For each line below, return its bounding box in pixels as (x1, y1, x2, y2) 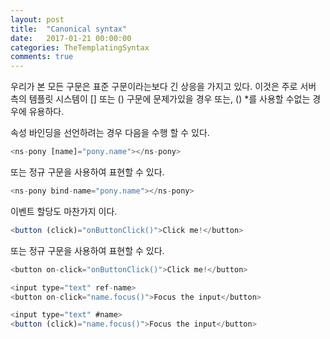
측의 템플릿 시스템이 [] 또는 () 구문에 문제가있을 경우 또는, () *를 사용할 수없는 (10, 93, 311, 105)
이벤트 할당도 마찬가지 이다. (10, 205, 118, 217)
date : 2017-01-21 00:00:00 (10, 33, 132, 43)
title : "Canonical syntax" (10, 24, 128, 34)
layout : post (10, 14, 65, 25)
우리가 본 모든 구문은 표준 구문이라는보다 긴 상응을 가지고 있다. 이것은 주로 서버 (10, 81, 317, 93)
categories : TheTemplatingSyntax (10, 42, 150, 53)
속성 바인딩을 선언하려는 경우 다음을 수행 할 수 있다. (10, 127, 210, 139)
